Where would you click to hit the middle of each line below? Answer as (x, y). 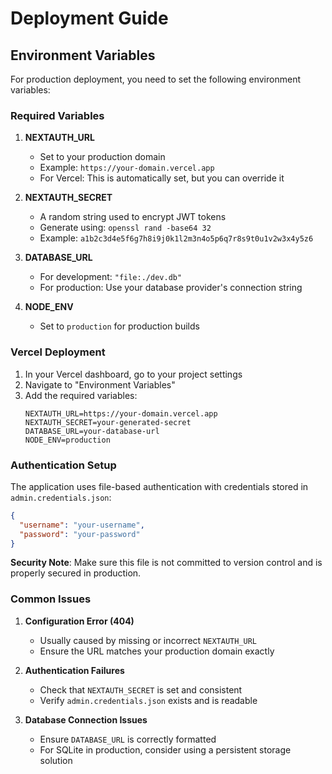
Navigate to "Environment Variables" (100, 384)
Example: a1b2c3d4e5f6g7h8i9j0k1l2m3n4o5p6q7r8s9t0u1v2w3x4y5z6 (176, 238)
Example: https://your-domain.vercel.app (127, 168)
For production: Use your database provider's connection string (171, 288)
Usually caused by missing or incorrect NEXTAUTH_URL (148, 640)
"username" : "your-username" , (82, 525)
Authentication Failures (74, 670)
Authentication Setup (63, 465)
